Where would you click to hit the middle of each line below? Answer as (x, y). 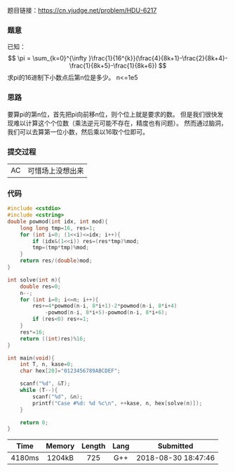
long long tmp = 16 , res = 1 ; (58, 228)
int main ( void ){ (31, 358)
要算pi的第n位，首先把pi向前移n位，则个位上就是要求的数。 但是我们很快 (112, 114)
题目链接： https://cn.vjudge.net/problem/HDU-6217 (82, 10)
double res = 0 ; (40, 287)
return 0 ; (34, 422)
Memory (60, 446)
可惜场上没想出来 (56, 171)
